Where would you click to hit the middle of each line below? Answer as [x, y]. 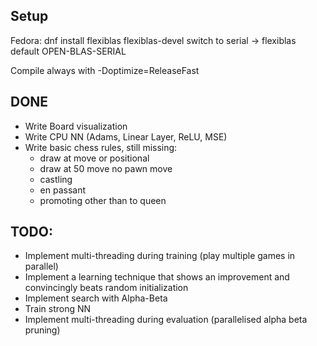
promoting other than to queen [103, 200]
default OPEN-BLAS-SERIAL [68, 51]
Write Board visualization [76, 126]
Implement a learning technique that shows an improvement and [157, 277]
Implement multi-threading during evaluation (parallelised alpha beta [166, 320]
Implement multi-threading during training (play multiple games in [160, 256]
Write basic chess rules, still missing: [101, 147]
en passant [63, 190]
